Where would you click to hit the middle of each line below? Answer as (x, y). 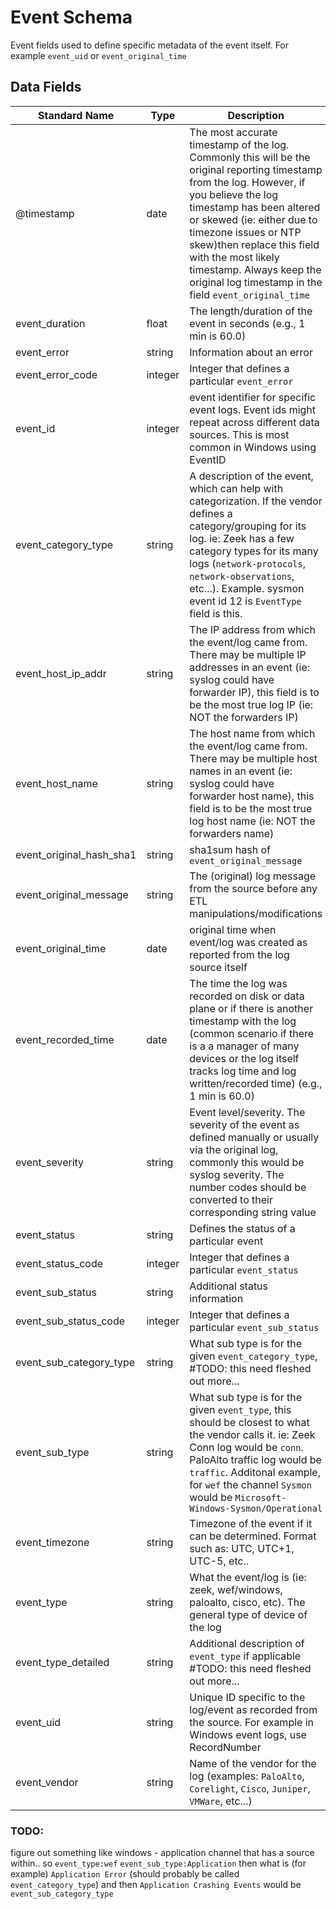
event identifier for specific (253, 397)
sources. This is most (239, 434)
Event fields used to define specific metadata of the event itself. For (150, 45)
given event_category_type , (253, 1356)
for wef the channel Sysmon (250, 1484)
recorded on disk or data (247, 996)
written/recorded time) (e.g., (256, 1083)
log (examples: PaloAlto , (247, 1776)
